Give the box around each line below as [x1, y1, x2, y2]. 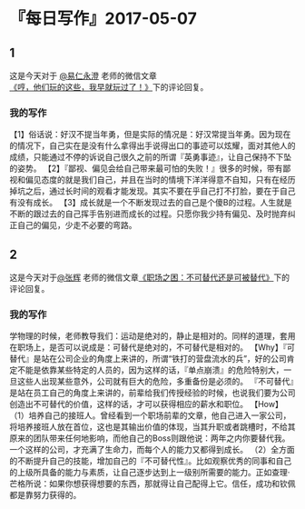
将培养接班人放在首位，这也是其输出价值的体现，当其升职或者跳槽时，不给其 [9, 422, 296, 433]
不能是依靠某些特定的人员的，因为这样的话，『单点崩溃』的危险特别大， [16, 364, 284, 375]
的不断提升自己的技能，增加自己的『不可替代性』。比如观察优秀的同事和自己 [9, 455, 292, 466]
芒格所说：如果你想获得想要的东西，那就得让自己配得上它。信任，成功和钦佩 [9, 478, 296, 489]
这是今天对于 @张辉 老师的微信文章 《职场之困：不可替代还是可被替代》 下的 [9, 272, 290, 283]
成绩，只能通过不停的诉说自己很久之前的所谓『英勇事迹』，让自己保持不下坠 [9, 152, 292, 163]
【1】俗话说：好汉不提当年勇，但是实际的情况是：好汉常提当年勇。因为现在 [9, 129, 291, 140]
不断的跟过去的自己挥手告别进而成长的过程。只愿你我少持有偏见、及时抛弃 [9, 208, 288, 219]
